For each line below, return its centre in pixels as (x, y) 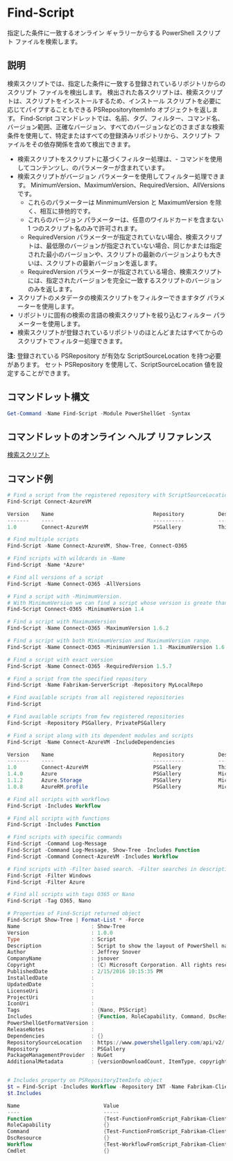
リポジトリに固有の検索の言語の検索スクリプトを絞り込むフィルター (114, 315)
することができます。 (43, 373)
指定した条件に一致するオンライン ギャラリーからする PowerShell (101, 33)
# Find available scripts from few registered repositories (96, 717)
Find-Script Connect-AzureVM (49, 501)
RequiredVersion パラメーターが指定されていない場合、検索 (113, 237)
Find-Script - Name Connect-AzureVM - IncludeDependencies (91, 742)
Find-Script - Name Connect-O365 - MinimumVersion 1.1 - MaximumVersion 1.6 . (118, 647)
